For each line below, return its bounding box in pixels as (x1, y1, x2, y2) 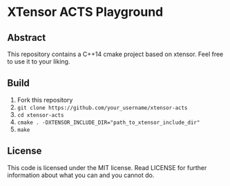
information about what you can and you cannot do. (7, 171, 155, 179)
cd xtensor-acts (17, 111, 64, 118)
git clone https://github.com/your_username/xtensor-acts (17, 104, 188, 111)
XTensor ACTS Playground (7, 4, 164, 20)
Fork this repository (17, 95, 73, 104)
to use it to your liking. (7, 57, 70, 66)
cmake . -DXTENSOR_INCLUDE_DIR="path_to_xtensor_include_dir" (17, 119, 200, 126)
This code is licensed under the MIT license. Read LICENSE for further (7, 163, 207, 171)
